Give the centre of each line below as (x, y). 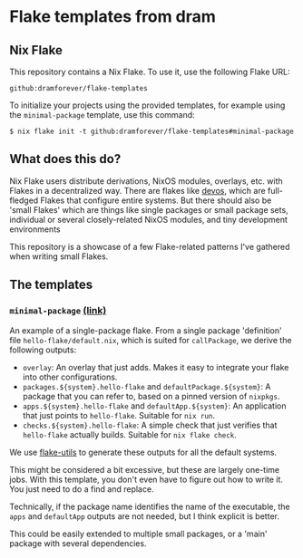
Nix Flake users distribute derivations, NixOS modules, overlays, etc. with (146, 181)
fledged (24, 200)
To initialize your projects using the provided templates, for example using (147, 105)
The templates (51, 285)
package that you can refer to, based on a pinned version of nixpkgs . (151, 396)
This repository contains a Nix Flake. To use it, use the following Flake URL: (150, 72)
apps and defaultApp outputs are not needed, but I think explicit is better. (144, 516)
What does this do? (65, 159)
